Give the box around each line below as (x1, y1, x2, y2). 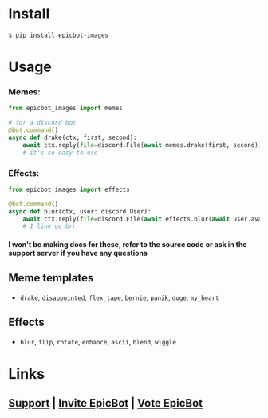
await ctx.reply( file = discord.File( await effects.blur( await (22, 215, 230, 223)
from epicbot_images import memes (8, 105, 124, 113)
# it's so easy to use (22, 149, 98, 157)
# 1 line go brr (22, 222, 77, 230)
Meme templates (8, 271, 94, 285)
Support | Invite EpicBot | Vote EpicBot (8, 396, 203, 410)
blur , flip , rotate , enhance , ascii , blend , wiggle (19, 336, 177, 346)
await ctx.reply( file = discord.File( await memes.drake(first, (22, 141, 230, 149)
